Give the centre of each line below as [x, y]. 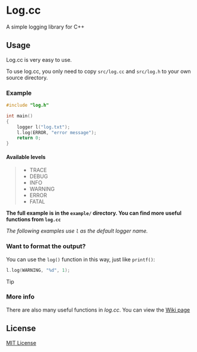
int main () [20, 116]
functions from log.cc [34, 220]
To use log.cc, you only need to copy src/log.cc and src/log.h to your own [99, 71]
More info [20, 297]
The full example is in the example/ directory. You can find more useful [94, 213]
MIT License [21, 343]
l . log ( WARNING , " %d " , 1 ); [38, 270]
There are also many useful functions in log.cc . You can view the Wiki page [98, 310]
